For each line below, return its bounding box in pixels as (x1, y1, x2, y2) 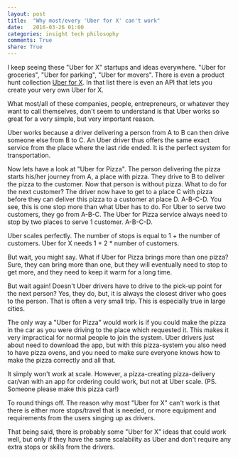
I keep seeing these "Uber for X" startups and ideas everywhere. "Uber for (7, 63, 226, 71)
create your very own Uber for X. (7, 86, 104, 94)
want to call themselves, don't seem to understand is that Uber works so (7, 107, 220, 115)
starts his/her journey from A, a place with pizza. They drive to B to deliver (7, 172, 225, 181)
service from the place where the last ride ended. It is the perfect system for (7, 144, 231, 151)
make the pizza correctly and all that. (7, 356, 116, 364)
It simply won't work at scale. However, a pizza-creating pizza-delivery (7, 370, 215, 378)
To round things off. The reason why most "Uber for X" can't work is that (7, 399, 220, 407)
